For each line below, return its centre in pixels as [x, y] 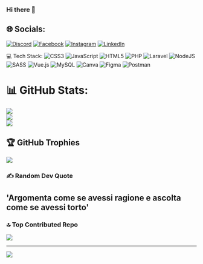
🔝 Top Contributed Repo [42, 225]
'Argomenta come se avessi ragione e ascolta [94, 198]
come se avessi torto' [48, 207]
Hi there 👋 [21, 10]
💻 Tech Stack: [24, 56]
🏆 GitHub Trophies [43, 143]
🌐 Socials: [26, 29]
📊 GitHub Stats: [47, 90]
